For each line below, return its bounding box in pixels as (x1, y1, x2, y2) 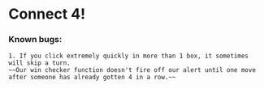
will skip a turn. (8, 59, 71, 67)
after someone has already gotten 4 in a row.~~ (8, 74, 176, 82)
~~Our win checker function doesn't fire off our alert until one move (8, 66, 256, 74)
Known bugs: (8, 34, 63, 45)
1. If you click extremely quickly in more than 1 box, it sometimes (8, 52, 249, 61)
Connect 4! (8, 5, 86, 23)
